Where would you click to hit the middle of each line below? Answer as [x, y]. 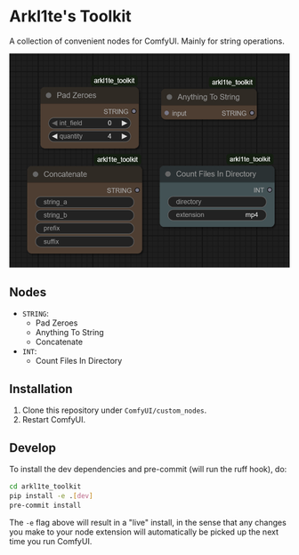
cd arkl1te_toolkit [45, 487]
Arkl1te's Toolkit [70, 16]
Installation [41, 389]
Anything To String [69, 333]
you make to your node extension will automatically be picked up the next [144, 532]
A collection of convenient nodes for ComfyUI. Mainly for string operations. [147, 41]
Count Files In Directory [79, 361]
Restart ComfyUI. [54, 420]
